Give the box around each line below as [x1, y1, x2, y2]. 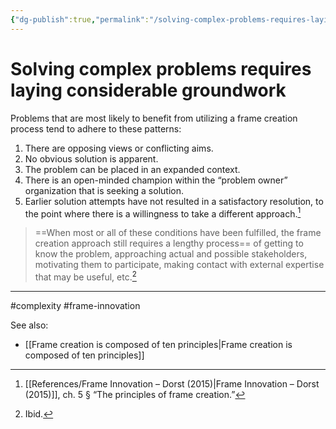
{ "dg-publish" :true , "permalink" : [10, 14, 150, 25]
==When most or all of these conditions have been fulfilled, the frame [34, 227, 322, 239]
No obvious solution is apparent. [24, 152, 159, 165]
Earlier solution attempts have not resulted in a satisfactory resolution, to [24, 195, 324, 207]
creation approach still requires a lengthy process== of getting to [34, 237, 304, 250]
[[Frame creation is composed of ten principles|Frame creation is [24, 338, 293, 350]
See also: [10, 319, 49, 331]
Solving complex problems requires [10, 57, 312, 80]
